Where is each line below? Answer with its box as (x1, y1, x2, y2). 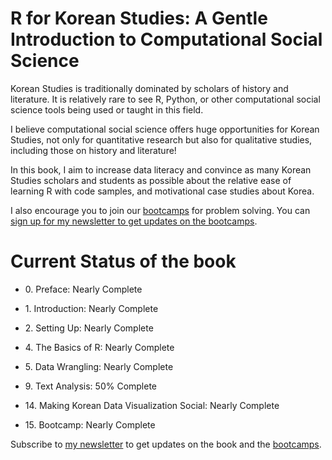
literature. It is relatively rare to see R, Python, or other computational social (10, 93, 321, 105)
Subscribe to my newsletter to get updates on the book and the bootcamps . (10, 438, 322, 450)
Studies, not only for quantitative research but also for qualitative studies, (10, 133, 313, 146)
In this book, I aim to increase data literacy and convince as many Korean (10, 163, 312, 176)
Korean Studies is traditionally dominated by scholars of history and (10, 82, 289, 94)
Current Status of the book (10, 250, 237, 273)
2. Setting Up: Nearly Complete (24, 322, 154, 334)
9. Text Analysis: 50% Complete (24, 380, 158, 392)
